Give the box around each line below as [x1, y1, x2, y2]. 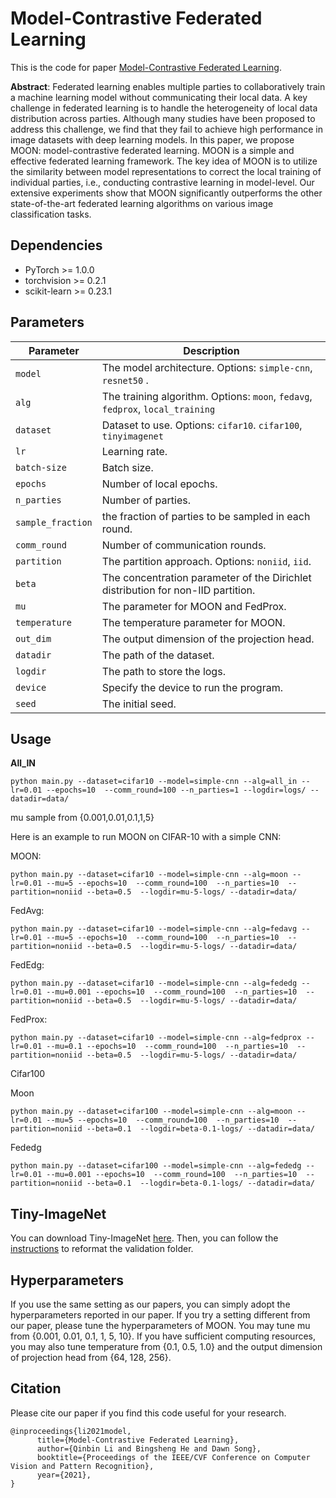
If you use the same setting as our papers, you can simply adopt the [10, 1298, 291, 1310]
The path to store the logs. [101, 664, 226, 678]
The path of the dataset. [101, 648, 215, 662]
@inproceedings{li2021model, [10, 1426, 132, 1436]
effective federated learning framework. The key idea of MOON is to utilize [10, 155, 318, 167]
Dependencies [10, 237, 103, 254]
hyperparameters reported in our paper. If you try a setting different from [10, 1309, 311, 1321]
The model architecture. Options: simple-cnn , [101, 360, 313, 374]
